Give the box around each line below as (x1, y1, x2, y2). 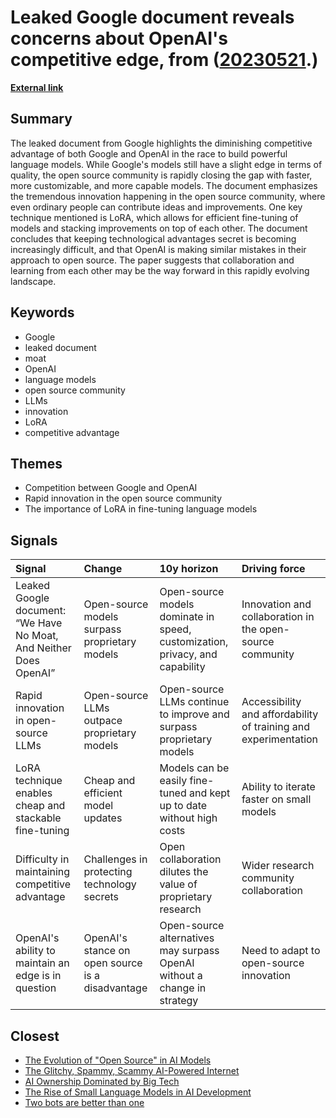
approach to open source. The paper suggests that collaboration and (10, 254, 295, 266)
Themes (10, 455, 63, 472)
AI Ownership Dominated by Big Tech (24, 1076, 180, 1087)
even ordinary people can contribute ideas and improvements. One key (10, 201, 303, 213)
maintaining (15, 865, 71, 879)
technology (83, 877, 137, 891)
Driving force (241, 562, 306, 576)
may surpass (159, 944, 220, 958)
